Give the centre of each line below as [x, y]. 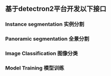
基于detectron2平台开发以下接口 [56, 9]
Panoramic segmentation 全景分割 [47, 39]
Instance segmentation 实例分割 [45, 24]
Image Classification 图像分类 [42, 54]
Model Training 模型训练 [35, 68]
